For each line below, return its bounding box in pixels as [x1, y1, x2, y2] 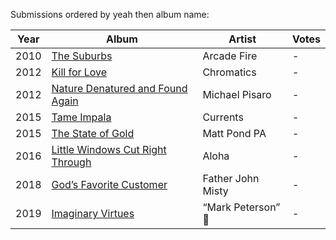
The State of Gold [51, 127, 135, 140]
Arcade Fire [202, 49, 258, 63]
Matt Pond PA [202, 127, 267, 140]
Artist [228, 32, 257, 46]
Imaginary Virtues [51, 207, 135, 220]
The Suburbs [51, 49, 113, 63]
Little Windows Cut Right [51, 143, 167, 156]
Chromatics [202, 65, 257, 79]
